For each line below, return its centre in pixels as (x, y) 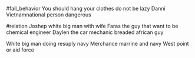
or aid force (20, 50)
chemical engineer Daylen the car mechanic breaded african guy (85, 32)
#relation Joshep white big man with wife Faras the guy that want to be (92, 26)
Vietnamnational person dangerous (49, 15)
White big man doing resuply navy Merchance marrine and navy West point (98, 44)
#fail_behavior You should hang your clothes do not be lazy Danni (86, 8)
